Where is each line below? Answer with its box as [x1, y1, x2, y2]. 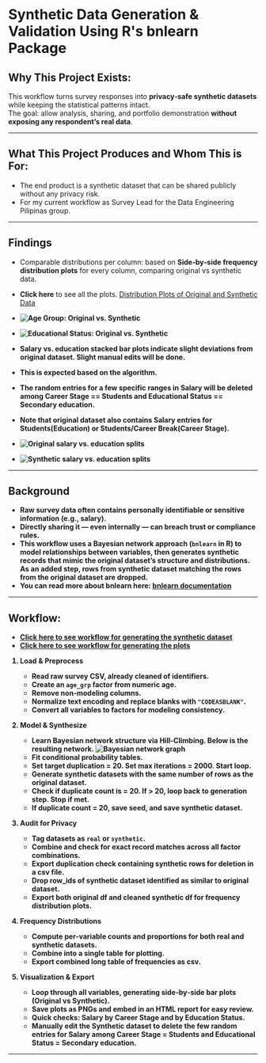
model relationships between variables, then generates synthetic [19, 548, 240, 557]
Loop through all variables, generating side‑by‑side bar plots [31, 988, 237, 997]
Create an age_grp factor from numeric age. [31, 680, 177, 689]
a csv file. [31, 867, 65, 877]
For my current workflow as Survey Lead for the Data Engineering [19, 197, 235, 207]
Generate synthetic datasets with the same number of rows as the [31, 769, 254, 779]
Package [8, 40, 67, 57]
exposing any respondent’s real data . [8, 117, 133, 126]
